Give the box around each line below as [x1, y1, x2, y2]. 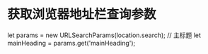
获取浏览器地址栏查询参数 [7, 6, 157, 22]
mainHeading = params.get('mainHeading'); [7, 39, 136, 47]
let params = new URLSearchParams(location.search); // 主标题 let [7, 31, 202, 39]
